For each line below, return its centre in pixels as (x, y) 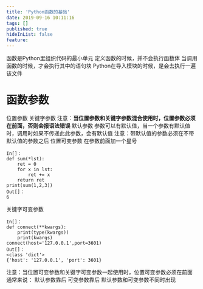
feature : (17, 40)
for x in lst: (35, 169)
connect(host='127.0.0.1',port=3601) (54, 243)
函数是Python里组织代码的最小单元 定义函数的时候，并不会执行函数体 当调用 (102, 58)
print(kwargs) (35, 237)
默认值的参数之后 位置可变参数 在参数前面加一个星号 (72, 141)
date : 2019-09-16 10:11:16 (40, 18)
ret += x (39, 175)
